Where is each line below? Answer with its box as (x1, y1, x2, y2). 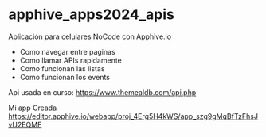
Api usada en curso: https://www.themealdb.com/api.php (8, 87, 197, 97)
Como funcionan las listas (19, 63, 105, 73)
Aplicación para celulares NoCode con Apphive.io (8, 32, 172, 41)
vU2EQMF (8, 120, 42, 129)
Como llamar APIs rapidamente (19, 55, 122, 65)
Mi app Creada (8, 103, 57, 112)
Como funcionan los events (19, 72, 110, 82)
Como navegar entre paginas (19, 47, 115, 56)
